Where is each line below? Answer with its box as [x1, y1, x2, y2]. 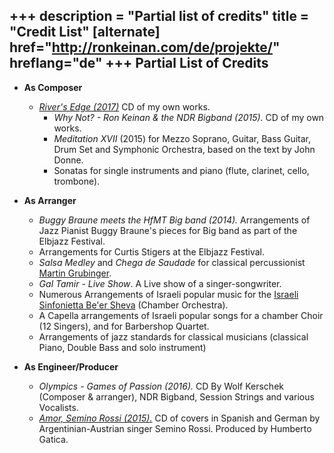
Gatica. [38, 433, 69, 445]
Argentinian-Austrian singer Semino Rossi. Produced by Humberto [38, 422, 312, 434]
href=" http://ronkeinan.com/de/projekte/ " [9, 39, 281, 56]
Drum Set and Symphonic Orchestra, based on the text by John [53, 143, 316, 155]
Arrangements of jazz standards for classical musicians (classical [38, 330, 309, 343]
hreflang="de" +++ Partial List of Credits [9, 55, 269, 72]
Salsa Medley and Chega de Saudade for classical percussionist [38, 256, 306, 268]
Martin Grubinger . [38, 267, 112, 279]
